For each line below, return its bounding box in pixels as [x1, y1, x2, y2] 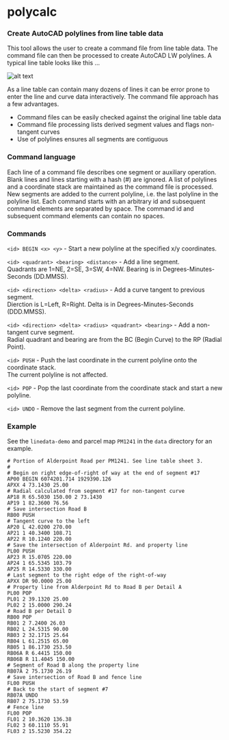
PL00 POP [7, 590, 32, 597]
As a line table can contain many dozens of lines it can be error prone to [7, 85, 210, 93]
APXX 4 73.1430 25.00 [7, 482, 69, 489]
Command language [7, 152, 77, 162]
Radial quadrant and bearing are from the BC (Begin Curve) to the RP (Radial [7, 336, 222, 344]
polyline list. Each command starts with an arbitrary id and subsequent [7, 197, 206, 205]
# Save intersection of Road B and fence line [7, 674, 142, 681]
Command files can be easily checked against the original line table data [16, 113, 221, 122]
